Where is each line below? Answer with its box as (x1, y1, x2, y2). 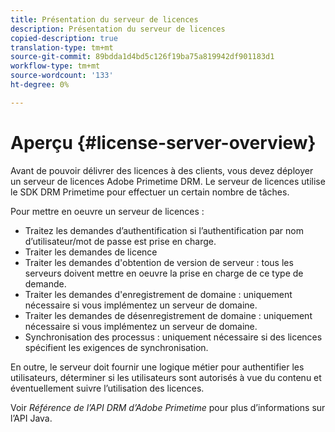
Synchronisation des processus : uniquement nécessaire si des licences (24, 331, 323, 343)
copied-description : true (10, 33, 118, 43)
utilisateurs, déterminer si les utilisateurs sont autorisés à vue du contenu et (10, 371, 322, 383)
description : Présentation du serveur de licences (10, 24, 226, 34)
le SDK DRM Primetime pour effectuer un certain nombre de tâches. (10, 186, 290, 198)
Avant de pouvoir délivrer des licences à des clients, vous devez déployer (10, 164, 314, 176)
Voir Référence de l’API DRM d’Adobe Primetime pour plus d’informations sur (10, 401, 326, 413)
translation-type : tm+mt (10, 42, 114, 53)
